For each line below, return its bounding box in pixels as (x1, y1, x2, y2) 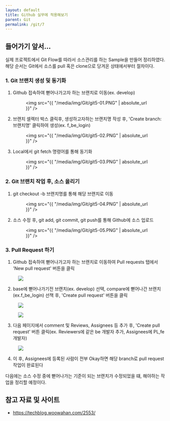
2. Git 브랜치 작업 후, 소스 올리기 (5, 178, 80, 185)
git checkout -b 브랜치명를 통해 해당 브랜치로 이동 (12, 191, 114, 197)
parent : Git (5, 17, 31, 22)
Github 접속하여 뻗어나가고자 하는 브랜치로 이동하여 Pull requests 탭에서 (12, 259, 158, 265)
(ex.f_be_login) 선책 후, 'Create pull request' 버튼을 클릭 (12, 292, 128, 298)
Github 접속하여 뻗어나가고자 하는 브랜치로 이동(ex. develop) (12, 90, 136, 96)
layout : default (5, 7, 40, 13)
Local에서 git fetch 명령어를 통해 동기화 (12, 149, 93, 155)
